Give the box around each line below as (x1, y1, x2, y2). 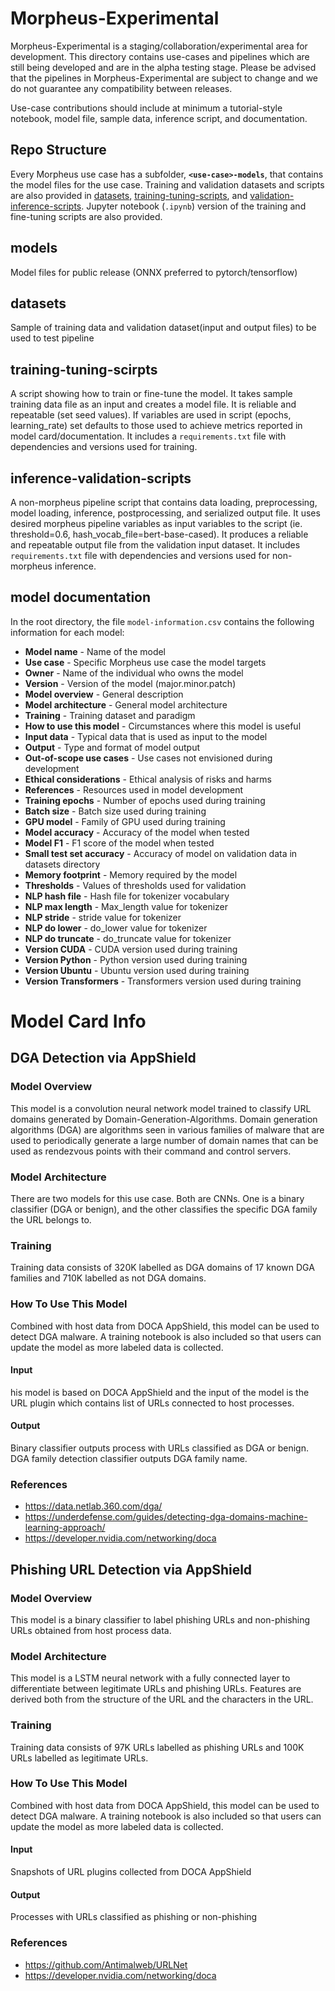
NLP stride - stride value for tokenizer (24, 911, 182, 923)
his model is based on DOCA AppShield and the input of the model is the (10, 1386, 310, 1398)
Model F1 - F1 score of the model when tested (24, 837, 215, 849)
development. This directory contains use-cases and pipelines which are (10, 50, 310, 62)
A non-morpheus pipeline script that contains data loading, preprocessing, (10, 497, 318, 508)
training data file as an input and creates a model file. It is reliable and (10, 398, 297, 411)
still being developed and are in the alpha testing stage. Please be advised (10, 61, 317, 73)
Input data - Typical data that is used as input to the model (24, 730, 268, 742)
